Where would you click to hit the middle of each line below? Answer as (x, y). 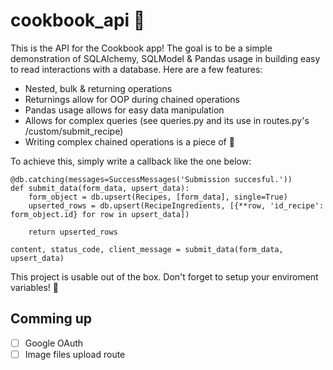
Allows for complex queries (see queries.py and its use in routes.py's (167, 120)
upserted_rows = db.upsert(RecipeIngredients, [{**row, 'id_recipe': (176, 205)
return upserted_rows (73, 232)
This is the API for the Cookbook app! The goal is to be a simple (141, 48)
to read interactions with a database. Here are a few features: (136, 69)
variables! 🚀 (34, 287)
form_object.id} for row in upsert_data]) (100, 214)
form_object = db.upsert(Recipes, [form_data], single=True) (158, 197)
